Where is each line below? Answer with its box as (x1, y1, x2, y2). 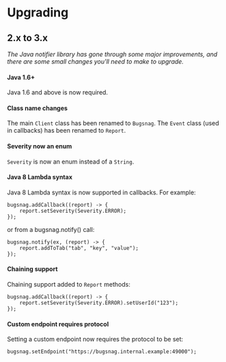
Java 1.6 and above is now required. (7, 88, 108, 96)
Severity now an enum (7, 142, 72, 150)
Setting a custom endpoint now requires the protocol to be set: (7, 335, 184, 344)
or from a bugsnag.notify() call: (7, 225, 95, 233)
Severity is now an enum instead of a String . (7, 157, 135, 166)
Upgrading (7, 5, 69, 21)
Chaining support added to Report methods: (7, 281, 131, 289)
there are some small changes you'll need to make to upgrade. (7, 57, 184, 66)
